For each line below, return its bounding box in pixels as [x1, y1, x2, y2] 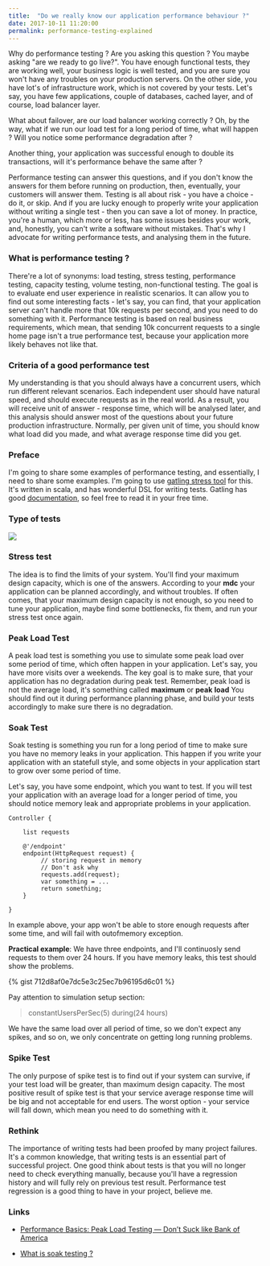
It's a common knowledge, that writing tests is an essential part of [8, 1152, 227, 1162]
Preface [8, 449, 40, 460]
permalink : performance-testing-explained [8, 27, 153, 35]
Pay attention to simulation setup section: [8, 992, 145, 1003]
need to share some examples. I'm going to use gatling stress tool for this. [8, 476, 253, 486]
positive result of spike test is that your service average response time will [8, 1088, 254, 1098]
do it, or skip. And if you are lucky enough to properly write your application [8, 198, 259, 208]
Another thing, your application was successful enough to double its [8, 148, 235, 158]
